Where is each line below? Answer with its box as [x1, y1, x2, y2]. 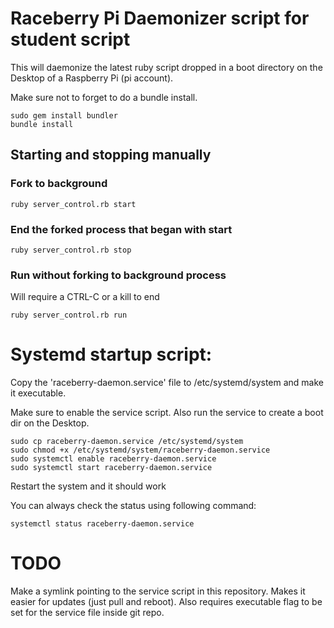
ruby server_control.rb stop [10, 245, 132, 255]
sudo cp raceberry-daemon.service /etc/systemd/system [10, 437, 244, 447]
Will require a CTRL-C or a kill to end [10, 291, 160, 303]
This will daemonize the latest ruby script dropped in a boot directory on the [10, 61, 323, 73]
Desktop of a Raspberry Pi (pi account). [10, 72, 174, 84]
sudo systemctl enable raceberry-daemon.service [10, 454, 217, 464]
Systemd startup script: [10, 343, 213, 366]
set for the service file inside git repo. [10, 607, 165, 619]
